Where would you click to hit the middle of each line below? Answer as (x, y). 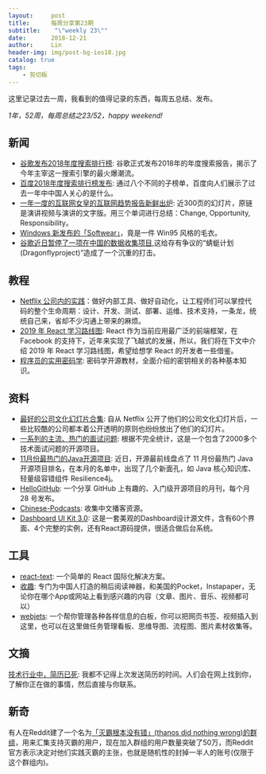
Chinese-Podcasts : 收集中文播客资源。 (83, 508)
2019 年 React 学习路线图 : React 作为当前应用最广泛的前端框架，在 (129, 331)
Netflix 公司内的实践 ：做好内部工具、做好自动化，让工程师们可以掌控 (132, 301)
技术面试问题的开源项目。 (62, 449)
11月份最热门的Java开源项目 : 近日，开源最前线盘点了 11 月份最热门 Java (136, 459)
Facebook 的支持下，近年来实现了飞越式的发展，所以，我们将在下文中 (134, 341)
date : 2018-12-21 (48, 38)
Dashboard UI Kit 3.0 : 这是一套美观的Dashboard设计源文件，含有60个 (134, 519)
